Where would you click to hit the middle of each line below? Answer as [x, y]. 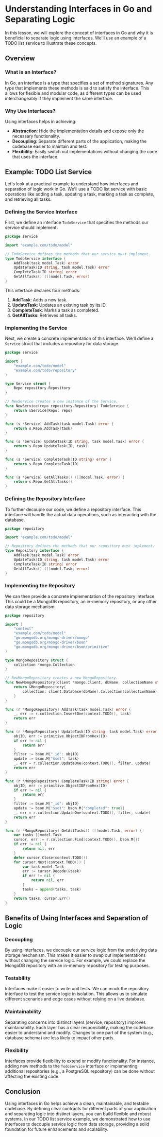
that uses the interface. [35, 157]
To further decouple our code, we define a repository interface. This [73, 509]
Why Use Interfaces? [30, 111]
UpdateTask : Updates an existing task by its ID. [59, 305]
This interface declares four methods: [43, 290]
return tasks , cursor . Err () [42, 898]
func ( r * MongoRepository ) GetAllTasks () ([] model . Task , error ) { [73, 831]
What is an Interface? [31, 72]
